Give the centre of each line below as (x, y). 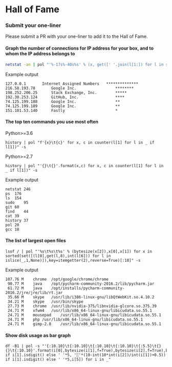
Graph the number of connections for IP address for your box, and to (80, 48)
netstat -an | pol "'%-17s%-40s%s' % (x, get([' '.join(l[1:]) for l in (84, 64)
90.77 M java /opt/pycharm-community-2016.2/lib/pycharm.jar (81, 284)
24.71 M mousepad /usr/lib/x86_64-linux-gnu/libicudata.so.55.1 (84, 315)
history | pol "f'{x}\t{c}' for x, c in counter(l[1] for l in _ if (80, 142)
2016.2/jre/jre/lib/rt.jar (34, 292)
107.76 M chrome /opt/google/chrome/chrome (57, 279)
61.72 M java (25, 288)
